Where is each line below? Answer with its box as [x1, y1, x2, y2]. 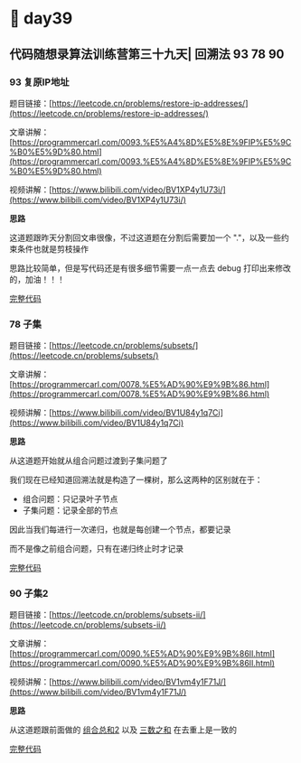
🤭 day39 [9, 8, 73, 29]
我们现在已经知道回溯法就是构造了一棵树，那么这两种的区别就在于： [9, 474, 263, 486]
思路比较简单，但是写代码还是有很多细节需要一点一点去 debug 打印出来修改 [9, 262, 292, 274]
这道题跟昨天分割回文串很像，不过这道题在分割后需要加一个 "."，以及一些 [9, 232, 282, 243]
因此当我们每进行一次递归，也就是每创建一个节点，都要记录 [9, 524, 231, 535]
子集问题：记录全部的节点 [22, 505, 118, 516]
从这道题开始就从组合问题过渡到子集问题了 [9, 455, 168, 466]
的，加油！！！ [9, 274, 65, 284]
